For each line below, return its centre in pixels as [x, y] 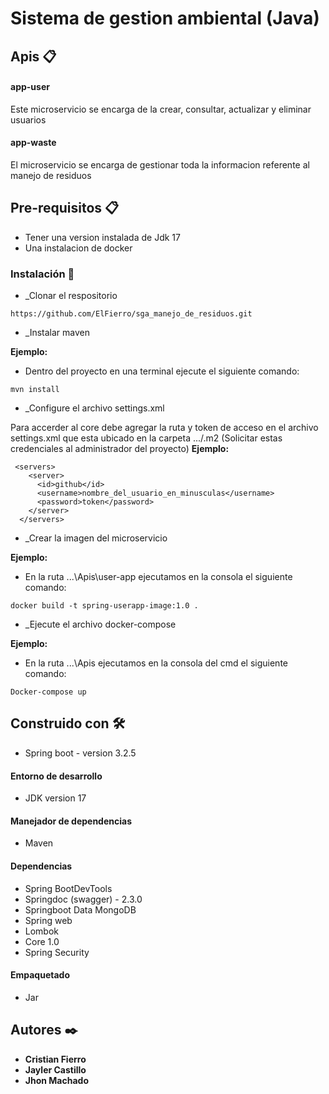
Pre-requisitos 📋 [65, 208]
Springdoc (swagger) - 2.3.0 [83, 899]
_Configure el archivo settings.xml [94, 408]
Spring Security [57, 952]
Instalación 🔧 [42, 274]
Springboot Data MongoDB [80, 909]
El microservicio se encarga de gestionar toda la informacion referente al [160, 164]
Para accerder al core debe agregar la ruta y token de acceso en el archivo [164, 428]
